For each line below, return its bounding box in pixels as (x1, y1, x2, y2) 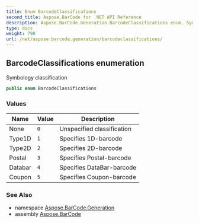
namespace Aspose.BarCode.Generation (14, 204, 114, 211)
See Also (6, 190, 33, 199)
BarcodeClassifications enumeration (6, 58, 145, 68)
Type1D (9, 134, 31, 142)
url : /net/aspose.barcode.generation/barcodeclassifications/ (6, 36, 163, 42)
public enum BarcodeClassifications (6, 85, 97, 91)
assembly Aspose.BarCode (14, 211, 81, 218)
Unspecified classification (59, 125, 132, 133)
